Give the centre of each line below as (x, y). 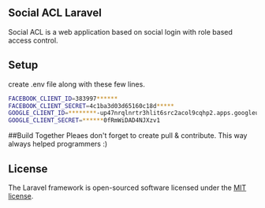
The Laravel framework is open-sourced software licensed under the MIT (127, 188)
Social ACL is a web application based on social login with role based (120, 32)
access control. (33, 40)
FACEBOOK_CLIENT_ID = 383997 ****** (63, 98)
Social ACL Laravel (55, 13)
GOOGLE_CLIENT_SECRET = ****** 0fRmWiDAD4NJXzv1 (84, 121)
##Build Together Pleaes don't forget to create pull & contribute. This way (128, 136)
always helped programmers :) (58, 144)
